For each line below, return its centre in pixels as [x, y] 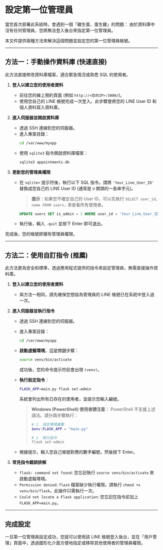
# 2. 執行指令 [44, 438]
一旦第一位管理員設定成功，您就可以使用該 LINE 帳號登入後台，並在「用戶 [79, 537]
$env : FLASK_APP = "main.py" [60, 429]
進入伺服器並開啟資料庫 [35, 117]
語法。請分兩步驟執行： [55, 415]
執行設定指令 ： [34, 380]
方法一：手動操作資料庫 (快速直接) [56, 62]
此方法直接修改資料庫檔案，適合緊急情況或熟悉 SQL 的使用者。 [68, 74]
